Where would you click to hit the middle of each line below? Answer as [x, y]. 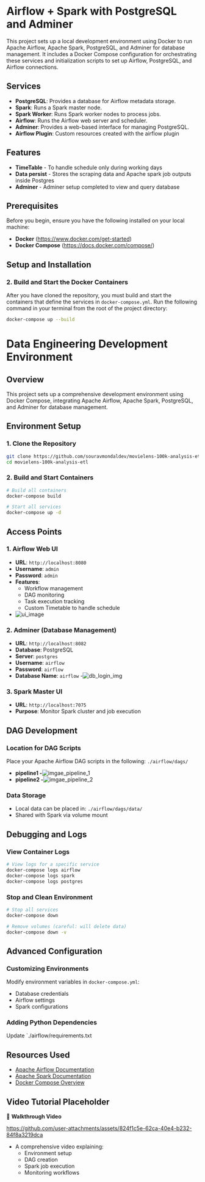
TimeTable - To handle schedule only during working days [89, 167]
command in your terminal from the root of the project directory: [87, 308]
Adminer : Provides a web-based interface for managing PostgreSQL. [102, 127]
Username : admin [37, 568]
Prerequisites [32, 206]
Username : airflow [40, 663]
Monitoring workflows [52, 1173]
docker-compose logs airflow [43, 870]
